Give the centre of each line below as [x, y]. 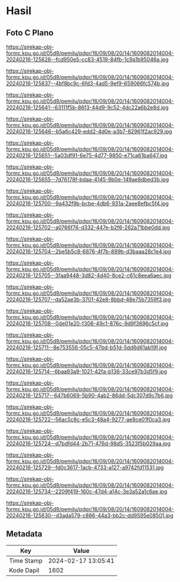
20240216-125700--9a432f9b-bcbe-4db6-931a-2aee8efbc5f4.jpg [88, 203]
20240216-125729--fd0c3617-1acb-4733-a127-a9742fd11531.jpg [85, 467]
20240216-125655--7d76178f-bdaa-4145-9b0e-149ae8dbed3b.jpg [88, 179]
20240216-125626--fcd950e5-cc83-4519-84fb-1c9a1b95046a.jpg [88, 59]
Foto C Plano [30, 33]
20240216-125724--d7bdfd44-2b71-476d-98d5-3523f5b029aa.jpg [89, 443]
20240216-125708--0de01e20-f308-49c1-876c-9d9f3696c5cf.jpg [87, 323]
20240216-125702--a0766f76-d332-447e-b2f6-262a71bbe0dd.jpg [88, 227]
